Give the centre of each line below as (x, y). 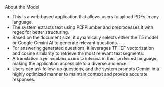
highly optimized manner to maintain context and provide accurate (80, 74)
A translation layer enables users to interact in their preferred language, (85, 58)
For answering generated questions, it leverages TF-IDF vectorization (83, 48)
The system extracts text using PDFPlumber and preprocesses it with (83, 27)
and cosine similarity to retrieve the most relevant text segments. (78, 53)
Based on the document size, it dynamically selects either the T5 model (85, 37)
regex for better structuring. (41, 32)
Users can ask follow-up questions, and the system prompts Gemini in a (85, 69)
